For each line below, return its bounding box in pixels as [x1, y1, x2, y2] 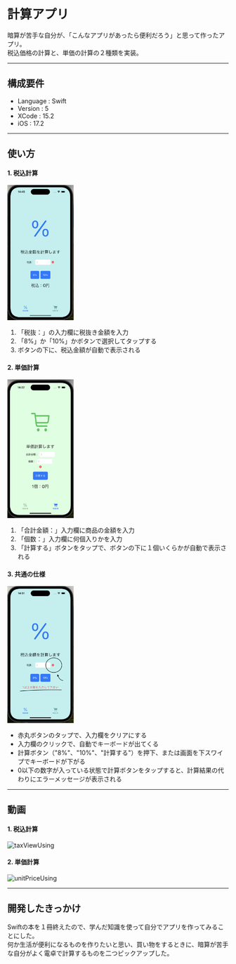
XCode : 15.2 [17, 112, 55, 120]
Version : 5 [17, 104, 49, 112]
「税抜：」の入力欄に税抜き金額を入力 [17, 328, 129, 337]
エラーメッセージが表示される [36, 774, 122, 783]
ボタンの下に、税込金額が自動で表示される [17, 345, 141, 355]
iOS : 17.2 [17, 119, 44, 127]
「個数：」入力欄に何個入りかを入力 [17, 535, 123, 543]
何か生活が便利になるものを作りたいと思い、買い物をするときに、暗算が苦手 [7, 940, 229, 949]
